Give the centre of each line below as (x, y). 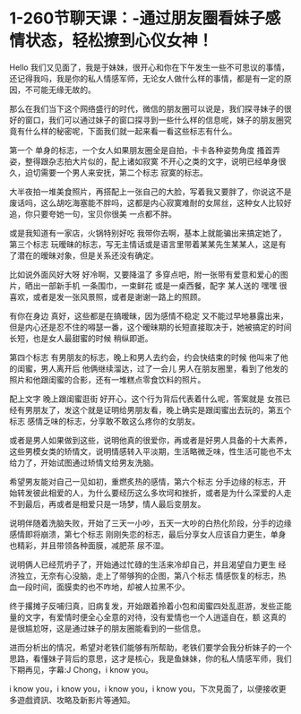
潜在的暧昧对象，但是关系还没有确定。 (87, 255)
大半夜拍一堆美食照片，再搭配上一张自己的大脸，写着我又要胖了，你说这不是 (150, 191)
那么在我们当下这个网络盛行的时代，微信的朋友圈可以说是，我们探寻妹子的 (146, 108)
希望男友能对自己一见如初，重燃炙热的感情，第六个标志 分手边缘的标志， (144, 481)
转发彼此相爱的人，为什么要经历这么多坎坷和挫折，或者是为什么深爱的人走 (154, 493)
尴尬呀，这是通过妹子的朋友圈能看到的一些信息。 (115, 628)
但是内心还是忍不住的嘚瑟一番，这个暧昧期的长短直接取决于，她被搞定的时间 (150, 327)
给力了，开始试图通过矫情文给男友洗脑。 (84, 462)
